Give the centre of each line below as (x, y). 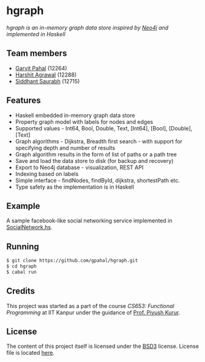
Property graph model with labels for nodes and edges (84, 122)
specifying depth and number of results (65, 148)
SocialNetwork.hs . (30, 227)
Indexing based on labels (47, 174)
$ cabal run (21, 272)
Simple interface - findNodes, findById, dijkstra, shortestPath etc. (98, 180)
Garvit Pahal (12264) (41, 68)
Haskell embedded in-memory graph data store (75, 115)
